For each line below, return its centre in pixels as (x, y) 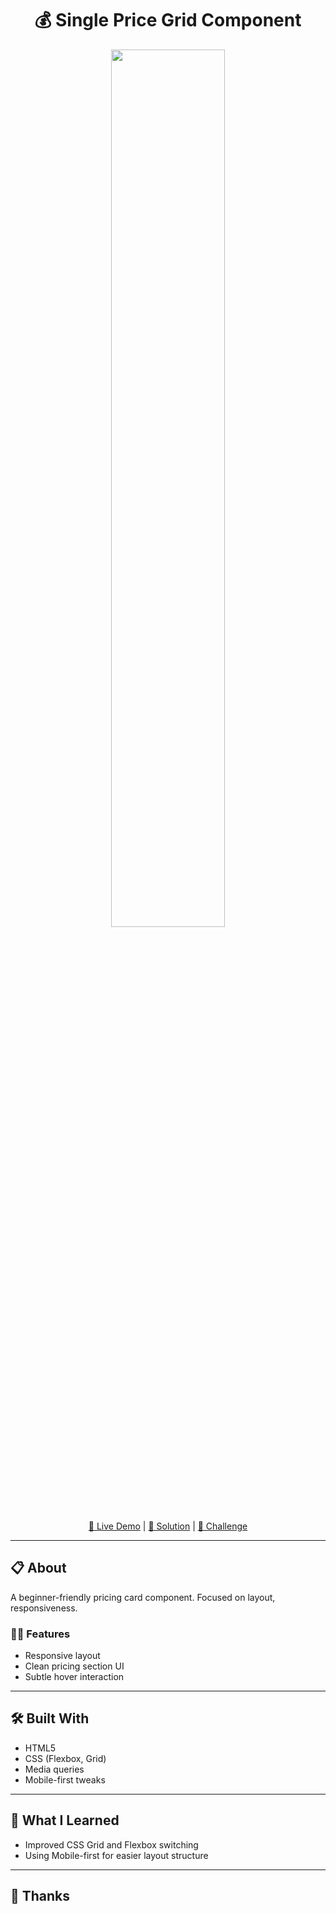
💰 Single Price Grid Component (168, 20)
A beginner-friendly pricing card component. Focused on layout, (143, 1597)
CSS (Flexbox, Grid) (65, 1758)
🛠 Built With (50, 1718)
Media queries (54, 1769)
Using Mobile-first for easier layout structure (116, 1855)
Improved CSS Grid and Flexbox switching (111, 1844)
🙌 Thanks (40, 1896)
